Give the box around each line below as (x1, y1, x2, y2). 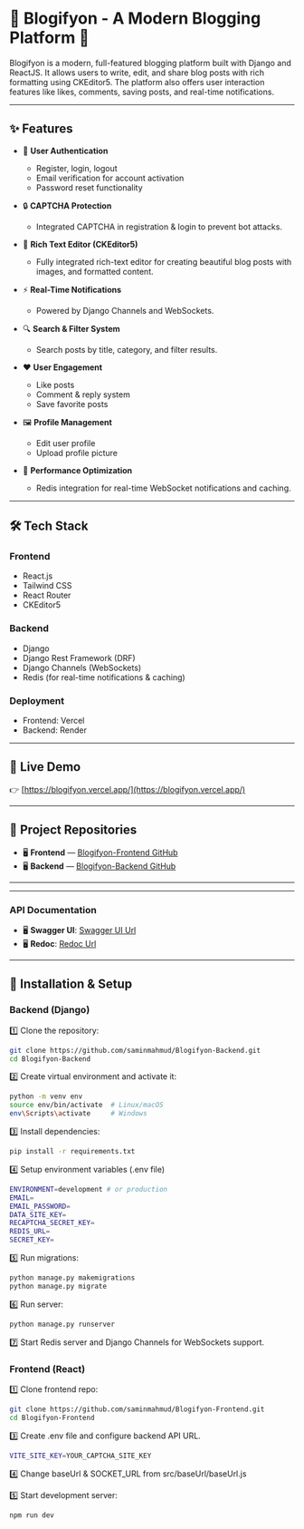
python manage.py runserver (9, 1320, 116, 1329)
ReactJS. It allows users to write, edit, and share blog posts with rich (9, 67, 265, 78)
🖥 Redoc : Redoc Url (22, 938, 97, 949)
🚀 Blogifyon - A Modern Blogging (9, 8, 261, 29)
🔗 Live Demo (9, 759, 81, 774)
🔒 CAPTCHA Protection (22, 200, 112, 211)
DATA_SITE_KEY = (9, 1210, 67, 1219)
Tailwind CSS (22, 580, 72, 591)
